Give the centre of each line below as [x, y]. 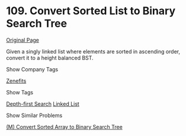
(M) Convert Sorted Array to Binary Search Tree [64, 126]
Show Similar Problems [34, 115]
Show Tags [20, 92]
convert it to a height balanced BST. [50, 58]
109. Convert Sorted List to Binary [91, 11]
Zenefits [16, 81]
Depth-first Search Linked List [43, 104]
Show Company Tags [32, 69]
